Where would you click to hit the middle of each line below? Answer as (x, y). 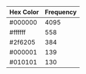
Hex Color (24, 12)
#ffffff (18, 32)
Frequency (61, 12)
